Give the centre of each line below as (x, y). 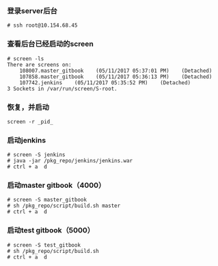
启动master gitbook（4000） (56, 185)
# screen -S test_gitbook (44, 245)
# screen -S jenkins (37, 155)
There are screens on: (39, 64)
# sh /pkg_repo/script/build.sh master (64, 206)
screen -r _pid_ (30, 121)
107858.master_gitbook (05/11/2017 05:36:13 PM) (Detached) (116, 77)
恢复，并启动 (28, 107)
